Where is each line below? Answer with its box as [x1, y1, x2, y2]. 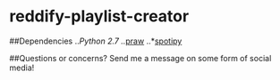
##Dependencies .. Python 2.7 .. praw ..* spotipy [9, 36, 182, 46]
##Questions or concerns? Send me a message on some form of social [9, 52, 272, 63]
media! [9, 62, 35, 73]
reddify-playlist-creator [9, 6, 190, 27]
